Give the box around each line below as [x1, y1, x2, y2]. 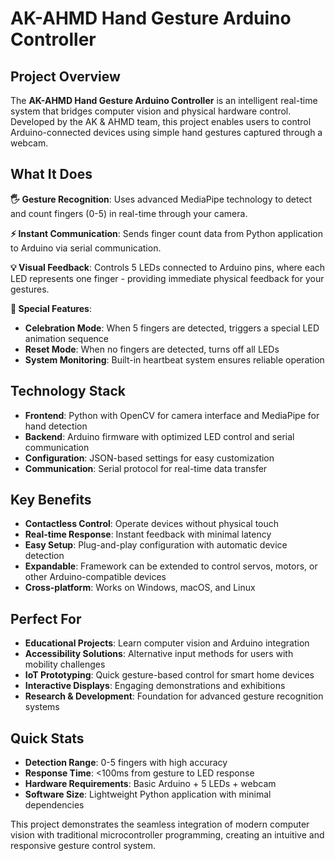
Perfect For [10, 610, 82, 627]
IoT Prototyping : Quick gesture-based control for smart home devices [24, 669, 315, 681]
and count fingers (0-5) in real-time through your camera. [10, 207, 248, 219]
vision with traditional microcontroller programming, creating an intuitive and [10, 829, 325, 841]
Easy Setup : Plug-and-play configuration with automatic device [24, 539, 288, 551]
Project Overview [10, 68, 121, 85]
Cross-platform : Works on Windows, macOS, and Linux [24, 582, 256, 594]
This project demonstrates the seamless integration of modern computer [10, 818, 310, 831]
